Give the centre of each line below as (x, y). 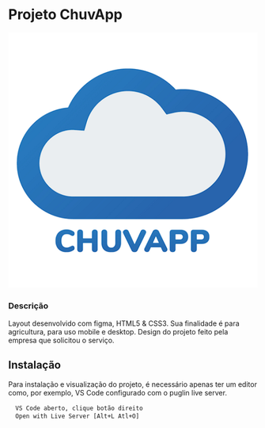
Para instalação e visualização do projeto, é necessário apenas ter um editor (132, 384)
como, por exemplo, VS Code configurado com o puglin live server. (118, 392)
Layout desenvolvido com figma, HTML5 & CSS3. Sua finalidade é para (124, 323)
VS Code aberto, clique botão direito (79, 408)
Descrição (28, 306)
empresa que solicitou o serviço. (61, 340)
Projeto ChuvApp (65, 15)
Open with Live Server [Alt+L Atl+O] (78, 417)
